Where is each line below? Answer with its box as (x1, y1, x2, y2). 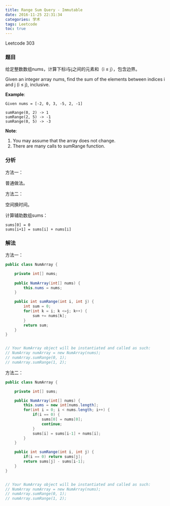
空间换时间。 (5, 201, 32, 208)
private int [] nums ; (14, 271, 58, 276)
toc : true (5, 26, 26, 31)
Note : (5, 128, 17, 134)
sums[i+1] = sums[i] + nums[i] (5, 226, 72, 232)
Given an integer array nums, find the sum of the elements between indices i (5, 76, 165, 83)
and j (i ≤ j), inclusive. (5, 82, 50, 88)
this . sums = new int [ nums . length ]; (23, 403, 99, 408)
